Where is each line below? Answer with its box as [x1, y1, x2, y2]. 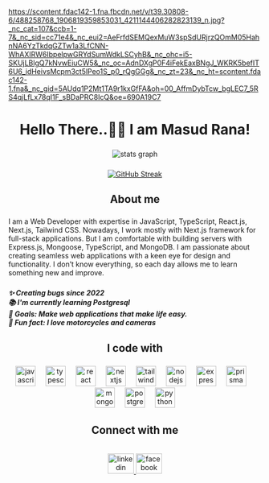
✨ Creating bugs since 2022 [8, 288, 105, 298]
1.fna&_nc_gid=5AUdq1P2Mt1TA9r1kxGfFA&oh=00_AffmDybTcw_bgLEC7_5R [8, 84, 259, 93]
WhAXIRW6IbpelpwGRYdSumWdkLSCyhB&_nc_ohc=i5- [8, 50, 193, 59]
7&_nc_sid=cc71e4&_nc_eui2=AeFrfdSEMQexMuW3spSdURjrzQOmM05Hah [8, 32, 260, 42]
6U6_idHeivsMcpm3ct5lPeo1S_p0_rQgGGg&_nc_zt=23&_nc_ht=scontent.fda [8, 67, 261, 76]
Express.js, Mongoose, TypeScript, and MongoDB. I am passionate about [8, 242, 251, 252]
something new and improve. [8, 268, 104, 278]
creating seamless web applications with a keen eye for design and [8, 251, 230, 261]
